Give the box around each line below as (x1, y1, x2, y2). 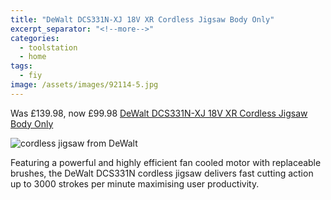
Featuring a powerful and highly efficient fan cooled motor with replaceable (10, 156, 322, 168)
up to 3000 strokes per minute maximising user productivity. (10, 177, 260, 190)
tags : (10, 61, 33, 71)
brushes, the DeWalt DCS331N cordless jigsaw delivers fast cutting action (10, 167, 314, 179)
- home (19, 52, 47, 62)
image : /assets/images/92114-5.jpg (10, 80, 159, 90)
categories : (10, 33, 60, 43)
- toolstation (19, 42, 78, 53)
